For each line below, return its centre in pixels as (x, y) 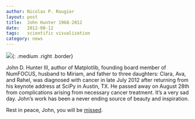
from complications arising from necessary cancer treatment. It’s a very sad (97, 92)
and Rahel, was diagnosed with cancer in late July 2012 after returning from (97, 80)
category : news (25, 39)
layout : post (22, 17)
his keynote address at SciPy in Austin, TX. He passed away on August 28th (98, 86)
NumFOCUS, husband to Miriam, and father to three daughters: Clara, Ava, (96, 74)
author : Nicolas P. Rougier (40, 11)
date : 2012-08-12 (30, 28)
